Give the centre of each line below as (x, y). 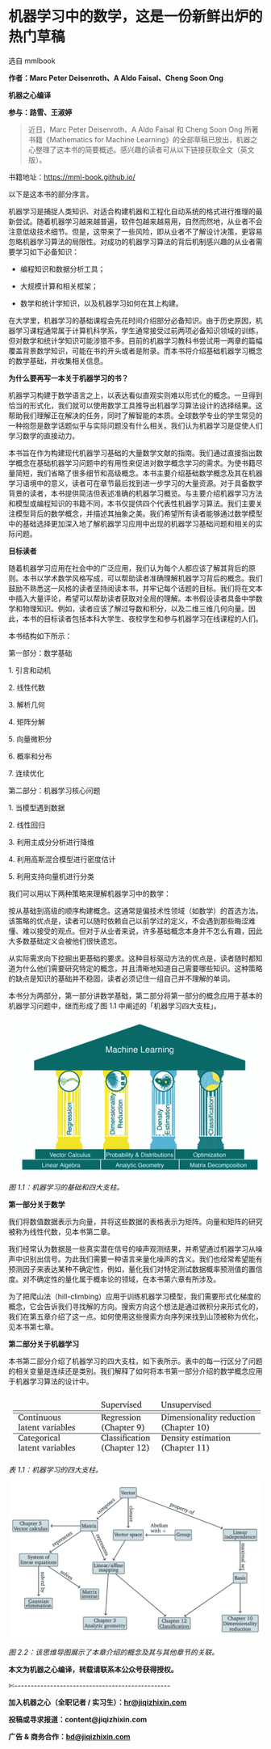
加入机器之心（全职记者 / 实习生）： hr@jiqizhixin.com (98, 1702)
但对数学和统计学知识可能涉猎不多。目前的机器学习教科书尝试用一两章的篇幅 (135, 340)
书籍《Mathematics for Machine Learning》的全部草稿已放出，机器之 (143, 139)
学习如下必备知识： (47, 251)
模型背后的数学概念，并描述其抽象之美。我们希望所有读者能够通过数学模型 (139, 513)
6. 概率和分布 (30, 756)
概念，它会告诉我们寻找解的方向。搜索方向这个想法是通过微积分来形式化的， (135, 1307)
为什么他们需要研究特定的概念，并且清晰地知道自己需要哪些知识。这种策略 (139, 968)
